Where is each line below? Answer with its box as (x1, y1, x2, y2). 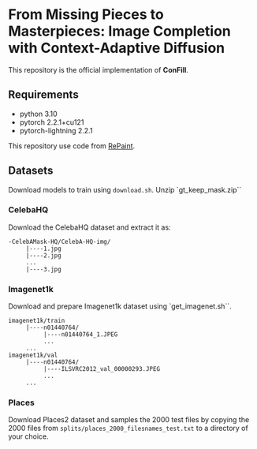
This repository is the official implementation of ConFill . (8, 65, 189, 74)
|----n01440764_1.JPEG (43, 331, 118, 339)
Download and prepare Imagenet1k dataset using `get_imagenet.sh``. (8, 301, 232, 311)
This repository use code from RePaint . (8, 140, 136, 151)
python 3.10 (19, 109, 58, 118)
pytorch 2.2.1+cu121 (19, 117, 84, 127)
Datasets (8, 164, 54, 178)
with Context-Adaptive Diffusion (8, 39, 225, 57)
